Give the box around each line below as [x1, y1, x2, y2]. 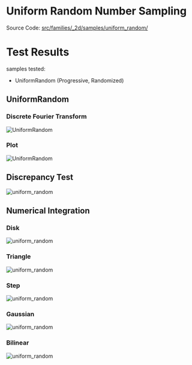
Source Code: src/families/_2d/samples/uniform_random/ [6, 24, 148, 31]
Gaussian [6, 310, 35, 318]
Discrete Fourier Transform [6, 113, 87, 121]
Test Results [6, 45, 70, 59]
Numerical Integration [6, 206, 90, 216]
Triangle [6, 252, 31, 261]
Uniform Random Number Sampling [6, 4, 187, 18]
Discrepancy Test [6, 172, 74, 182]
